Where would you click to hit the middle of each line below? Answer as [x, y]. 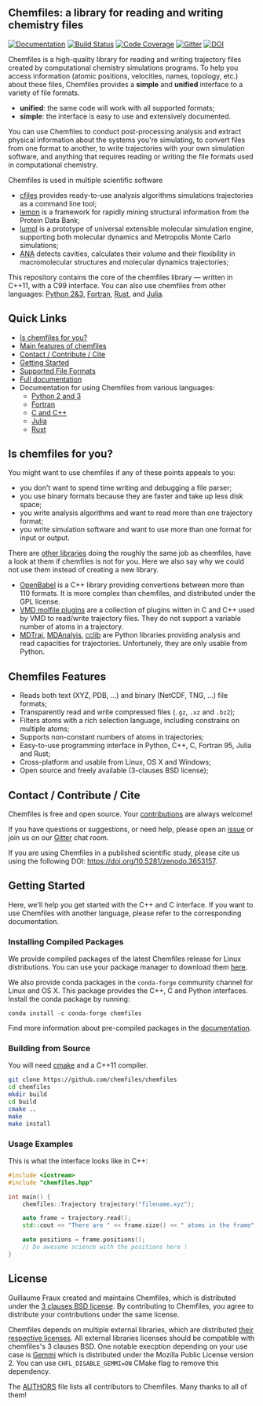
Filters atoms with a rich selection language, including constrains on [130, 721]
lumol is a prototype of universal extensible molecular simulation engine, [136, 228]
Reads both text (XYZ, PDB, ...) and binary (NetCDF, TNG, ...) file [124, 696]
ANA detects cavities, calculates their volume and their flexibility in [127, 254]
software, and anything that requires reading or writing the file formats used [131, 156]
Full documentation [51, 379]
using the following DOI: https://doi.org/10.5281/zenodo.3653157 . [113, 861]
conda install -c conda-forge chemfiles [75, 1013]
